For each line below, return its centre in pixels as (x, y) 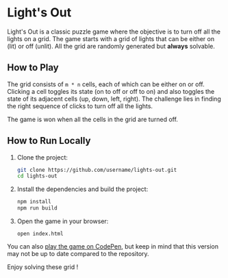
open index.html (40, 234)
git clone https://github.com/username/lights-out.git (97, 170)
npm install (34, 202)
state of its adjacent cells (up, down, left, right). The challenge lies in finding (114, 99)
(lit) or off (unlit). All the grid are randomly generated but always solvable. (111, 46)
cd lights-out (37, 176)
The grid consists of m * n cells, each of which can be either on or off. (106, 84)
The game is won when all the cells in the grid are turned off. (92, 119)
